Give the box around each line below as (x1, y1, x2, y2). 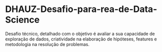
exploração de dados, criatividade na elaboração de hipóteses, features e (5, 36, 157, 42)
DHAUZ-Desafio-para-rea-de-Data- (5, 3, 157, 15)
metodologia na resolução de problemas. (5, 41, 90, 47)
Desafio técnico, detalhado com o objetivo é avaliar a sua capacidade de (5, 30, 155, 36)
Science (5, 14, 40, 25)
